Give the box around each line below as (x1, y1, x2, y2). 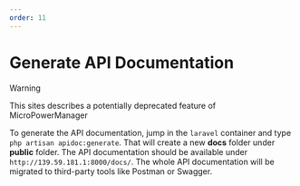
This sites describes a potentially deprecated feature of (9, 100, 216, 111)
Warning (9, 83, 41, 93)
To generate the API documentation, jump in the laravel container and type (9, 127, 292, 138)
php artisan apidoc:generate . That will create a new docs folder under (9, 137, 276, 148)
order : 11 (9, 13, 47, 23)
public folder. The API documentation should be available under (9, 146, 248, 157)
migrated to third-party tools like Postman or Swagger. (9, 165, 213, 177)
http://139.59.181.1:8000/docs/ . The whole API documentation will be (9, 156, 275, 167)
